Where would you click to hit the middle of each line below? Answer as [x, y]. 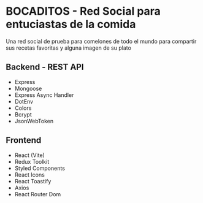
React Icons [30, 174]
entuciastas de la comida [71, 24]
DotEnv [24, 101]
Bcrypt [23, 114]
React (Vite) [30, 155]
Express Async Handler [44, 95]
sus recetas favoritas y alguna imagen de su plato [68, 48]
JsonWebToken [34, 121]
